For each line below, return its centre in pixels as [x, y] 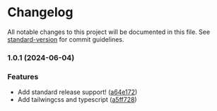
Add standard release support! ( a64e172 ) [77, 92]
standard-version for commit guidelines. [66, 39]
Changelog [40, 12]
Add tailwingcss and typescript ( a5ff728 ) [77, 100]
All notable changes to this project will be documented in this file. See [109, 32]
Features [23, 76]
